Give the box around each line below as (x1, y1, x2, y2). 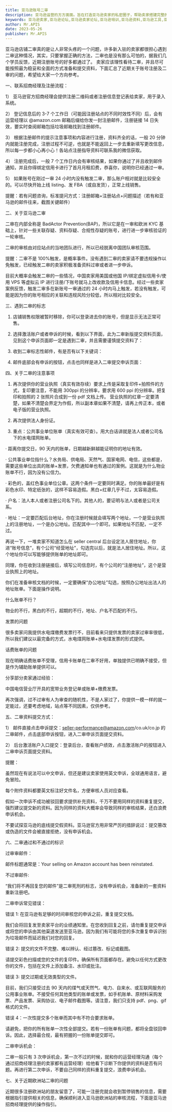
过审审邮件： (5, 850, 32, 856)
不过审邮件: (5, 872, 30, 878)
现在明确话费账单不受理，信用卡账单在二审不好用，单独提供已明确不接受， (5, 658, 162, 663)
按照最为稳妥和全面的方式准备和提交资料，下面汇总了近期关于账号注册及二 (9, 65, 167, 71)
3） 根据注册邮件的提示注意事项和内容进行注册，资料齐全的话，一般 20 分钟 (5, 134, 165, 140)
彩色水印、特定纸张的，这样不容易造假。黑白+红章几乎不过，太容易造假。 (5, 487, 161, 492)
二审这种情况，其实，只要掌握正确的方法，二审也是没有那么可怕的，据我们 (5, 52, 162, 58)
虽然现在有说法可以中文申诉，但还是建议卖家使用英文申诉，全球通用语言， (5, 770, 162, 776)
